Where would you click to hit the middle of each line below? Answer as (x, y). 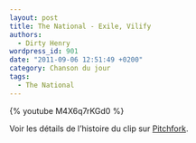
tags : (19, 77)
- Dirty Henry (44, 43)
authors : (26, 34)
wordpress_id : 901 (44, 52)
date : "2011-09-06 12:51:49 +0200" (76, 60)
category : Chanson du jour (60, 69)
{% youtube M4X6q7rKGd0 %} (67, 110)
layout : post (34, 18)
